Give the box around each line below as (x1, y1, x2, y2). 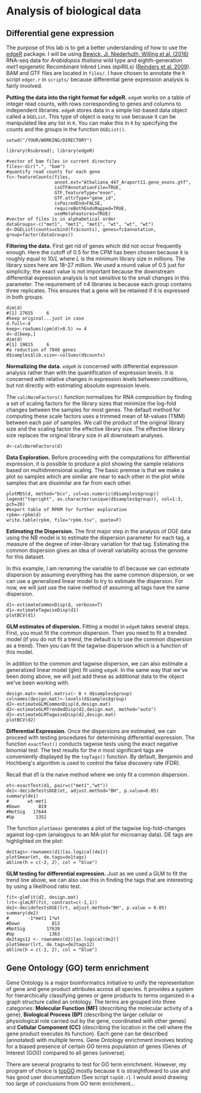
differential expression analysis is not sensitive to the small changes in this (6, 274, 190, 281)
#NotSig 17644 (6, 809, 47, 815)
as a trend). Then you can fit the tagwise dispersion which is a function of (6, 642, 188, 649)
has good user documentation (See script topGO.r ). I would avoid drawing (6, 1073, 188, 1080)
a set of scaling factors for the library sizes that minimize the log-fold (6, 400, 176, 407)
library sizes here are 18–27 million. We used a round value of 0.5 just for (6, 262, 185, 268)
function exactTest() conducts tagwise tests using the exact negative (6, 740, 178, 747)
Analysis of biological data (6, 4, 142, 18)
